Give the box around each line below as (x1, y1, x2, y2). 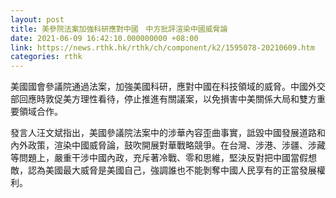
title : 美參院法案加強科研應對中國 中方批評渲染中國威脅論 (10, 24, 228, 34)
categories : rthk (10, 52, 83, 62)
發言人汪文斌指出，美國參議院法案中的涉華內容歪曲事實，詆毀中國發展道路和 (10, 127, 326, 139)
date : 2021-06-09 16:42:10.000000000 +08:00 (10, 33, 199, 43)
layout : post (10, 14, 65, 25)
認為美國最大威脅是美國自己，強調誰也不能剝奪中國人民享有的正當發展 (27, 164, 317, 176)
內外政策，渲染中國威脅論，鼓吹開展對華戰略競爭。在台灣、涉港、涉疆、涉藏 (10, 139, 326, 151)
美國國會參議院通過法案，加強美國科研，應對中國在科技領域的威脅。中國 (10, 81, 308, 93)
